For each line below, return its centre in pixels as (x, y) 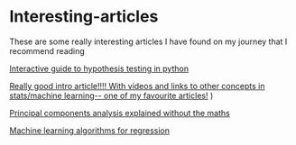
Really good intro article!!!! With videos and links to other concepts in (137, 86)
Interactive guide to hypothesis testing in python (99, 68)
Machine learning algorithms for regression (89, 130)
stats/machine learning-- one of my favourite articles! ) (111, 95)
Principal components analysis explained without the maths (120, 113)
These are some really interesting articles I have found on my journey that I (148, 41)
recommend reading (47, 50)
